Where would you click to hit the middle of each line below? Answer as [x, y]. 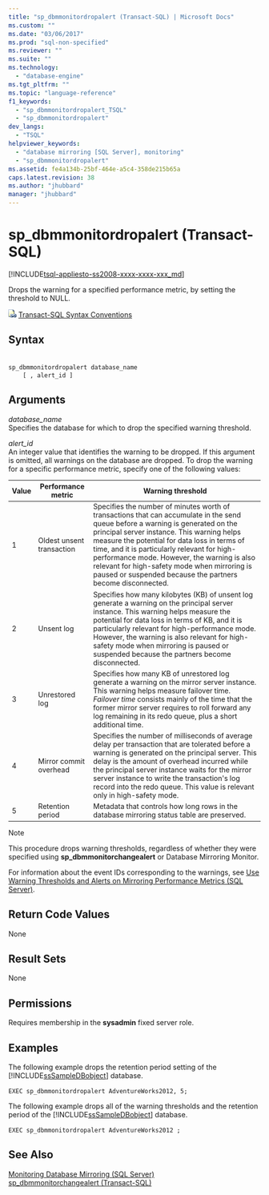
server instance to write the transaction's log [167, 779]
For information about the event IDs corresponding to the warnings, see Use [134, 872]
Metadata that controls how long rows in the [166, 807]
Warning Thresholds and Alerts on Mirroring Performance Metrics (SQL [126, 880]
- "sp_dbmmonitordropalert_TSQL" [71, 110]
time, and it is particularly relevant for [155, 549]
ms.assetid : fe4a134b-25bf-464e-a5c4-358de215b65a [94, 169]
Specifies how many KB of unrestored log [161, 674]
